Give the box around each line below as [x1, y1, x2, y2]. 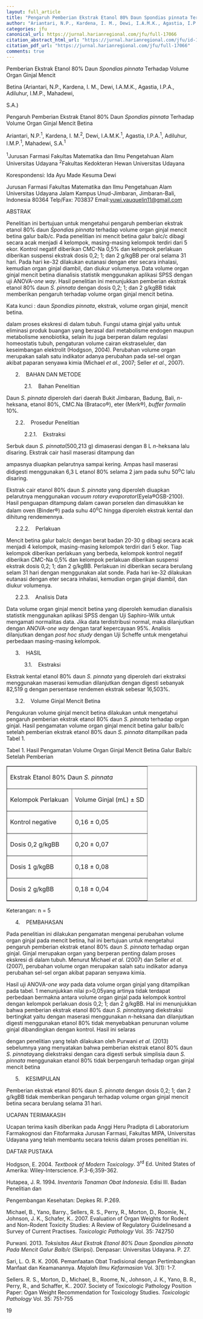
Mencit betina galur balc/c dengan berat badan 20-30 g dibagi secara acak [6, 536, 194, 544]
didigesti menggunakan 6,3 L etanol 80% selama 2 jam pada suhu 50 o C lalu [6, 467, 195, 476]
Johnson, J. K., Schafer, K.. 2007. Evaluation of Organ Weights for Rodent [6, 1215, 189, 1222]
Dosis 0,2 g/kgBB [10, 840, 60, 849]
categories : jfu [6, 25, 47, 32]
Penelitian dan [6, 1185, 42, 1192]
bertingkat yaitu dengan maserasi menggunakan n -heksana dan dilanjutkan [6, 1013, 195, 1020]
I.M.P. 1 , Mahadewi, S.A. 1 [6, 139, 66, 147]
